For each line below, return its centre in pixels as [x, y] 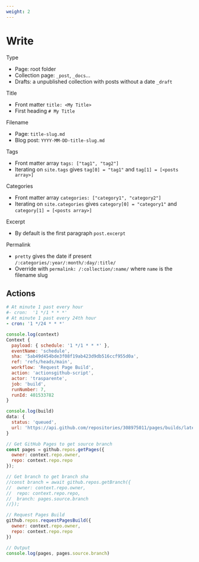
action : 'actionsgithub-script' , [53, 373]
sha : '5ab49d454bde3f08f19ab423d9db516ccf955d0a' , [75, 356]
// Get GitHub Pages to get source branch [59, 444]
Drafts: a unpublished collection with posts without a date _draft [94, 81]
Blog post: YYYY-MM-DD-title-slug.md [60, 140]
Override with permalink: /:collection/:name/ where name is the [94, 269]
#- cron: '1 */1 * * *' [37, 313]
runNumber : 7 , [29, 389]
